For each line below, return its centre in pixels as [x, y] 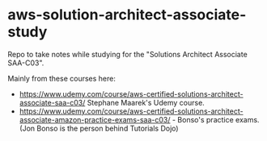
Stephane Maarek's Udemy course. [146, 102]
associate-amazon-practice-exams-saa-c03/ [95, 119]
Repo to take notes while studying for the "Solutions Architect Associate [127, 54]
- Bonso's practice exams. [216, 119]
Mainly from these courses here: [62, 78]
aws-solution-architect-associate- [127, 15]
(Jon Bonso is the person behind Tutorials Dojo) [99, 128]
